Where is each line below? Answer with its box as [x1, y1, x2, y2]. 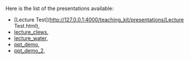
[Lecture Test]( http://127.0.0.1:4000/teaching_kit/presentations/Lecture [13, 16, 184, 23]
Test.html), [13, 23, 40, 29]
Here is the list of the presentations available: [5, 5, 114, 12]
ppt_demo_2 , [13, 47, 45, 54]
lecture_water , [13, 35, 48, 41]
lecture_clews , [13, 29, 49, 36]
